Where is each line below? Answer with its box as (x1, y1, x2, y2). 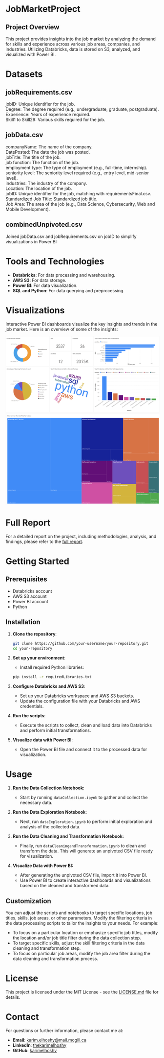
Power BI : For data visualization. (12, 282, 78, 288)
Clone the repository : (12, 631, 57, 637)
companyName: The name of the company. (5, 143, 93, 150)
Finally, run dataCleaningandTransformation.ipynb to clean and (20, 843, 146, 849)
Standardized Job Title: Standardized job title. (5, 196, 98, 202)
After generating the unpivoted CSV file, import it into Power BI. (20, 872, 147, 878)
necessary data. (20, 799, 53, 806)
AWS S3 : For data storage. (12, 277, 66, 283)
